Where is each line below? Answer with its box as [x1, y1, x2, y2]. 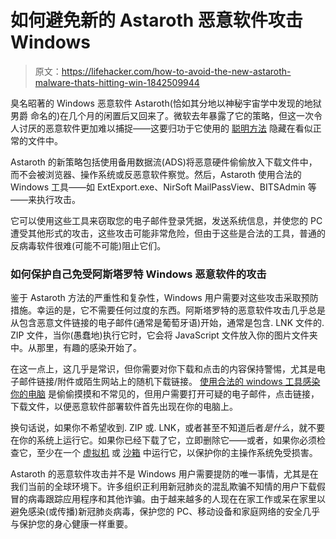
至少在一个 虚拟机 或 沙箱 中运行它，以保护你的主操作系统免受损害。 [36, 447, 318, 459]
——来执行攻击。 [10, 193, 81, 205]
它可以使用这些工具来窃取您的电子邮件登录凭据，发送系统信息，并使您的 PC [10, 214, 323, 226]
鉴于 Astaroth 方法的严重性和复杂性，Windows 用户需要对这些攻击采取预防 [10, 292, 319, 304]
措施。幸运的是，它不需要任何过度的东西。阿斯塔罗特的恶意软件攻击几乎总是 [10, 304, 326, 316]
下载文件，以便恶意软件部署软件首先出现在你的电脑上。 [10, 401, 238, 413]
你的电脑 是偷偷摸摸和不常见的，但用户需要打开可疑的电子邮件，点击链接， [10, 388, 320, 400]
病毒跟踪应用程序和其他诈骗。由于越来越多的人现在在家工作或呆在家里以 [27, 493, 326, 505]
